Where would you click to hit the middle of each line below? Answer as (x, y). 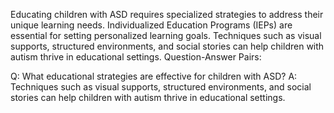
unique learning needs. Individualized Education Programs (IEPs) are (151, 25)
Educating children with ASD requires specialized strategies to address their (167, 14)
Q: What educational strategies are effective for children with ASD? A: (154, 76)
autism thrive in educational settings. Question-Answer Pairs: (136, 57)
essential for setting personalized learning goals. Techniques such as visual (166, 35)
